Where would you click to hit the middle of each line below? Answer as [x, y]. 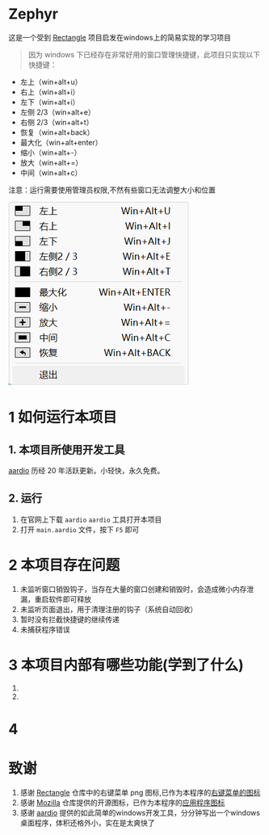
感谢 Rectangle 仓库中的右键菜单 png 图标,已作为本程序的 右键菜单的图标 [140, 792]
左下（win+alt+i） [50, 102]
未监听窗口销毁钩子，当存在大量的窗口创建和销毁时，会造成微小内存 [133, 589]
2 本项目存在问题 [64, 565]
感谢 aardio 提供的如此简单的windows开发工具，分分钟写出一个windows [140, 812]
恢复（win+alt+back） [57, 132]
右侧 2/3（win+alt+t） [57, 122]
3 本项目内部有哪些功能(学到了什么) [126, 665]
